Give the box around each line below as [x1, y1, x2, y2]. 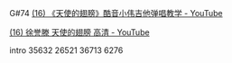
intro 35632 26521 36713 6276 [9, 45, 124, 56]
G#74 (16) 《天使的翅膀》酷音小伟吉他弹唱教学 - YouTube [9, 8, 223, 18]
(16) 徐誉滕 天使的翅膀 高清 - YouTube [9, 27, 151, 38]
